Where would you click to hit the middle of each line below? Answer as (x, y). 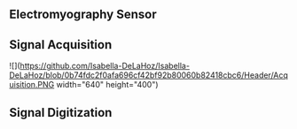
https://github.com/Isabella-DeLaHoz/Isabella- (105, 66)
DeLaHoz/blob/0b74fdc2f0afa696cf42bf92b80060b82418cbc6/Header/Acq (148, 75)
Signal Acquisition (61, 45)
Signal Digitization (61, 113)
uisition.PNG (32, 85)
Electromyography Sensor (83, 15)
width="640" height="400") (107, 85)
